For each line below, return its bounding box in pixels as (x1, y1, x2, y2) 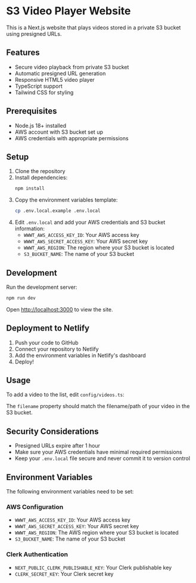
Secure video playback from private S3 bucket (14, 63, 129, 70)
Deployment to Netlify (6, 323, 90, 334)
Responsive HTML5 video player (14, 76, 95, 83)
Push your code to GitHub (14, 339, 79, 346)
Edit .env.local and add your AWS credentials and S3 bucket (14, 219, 166, 226)
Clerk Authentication (6, 550, 69, 559)
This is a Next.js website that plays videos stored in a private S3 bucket (6, 24, 181, 31)
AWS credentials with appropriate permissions (14, 134, 129, 141)
